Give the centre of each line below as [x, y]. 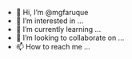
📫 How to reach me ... [53, 47]
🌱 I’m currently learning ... [58, 29]
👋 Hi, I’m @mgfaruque [52, 12]
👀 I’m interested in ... [50, 21]
